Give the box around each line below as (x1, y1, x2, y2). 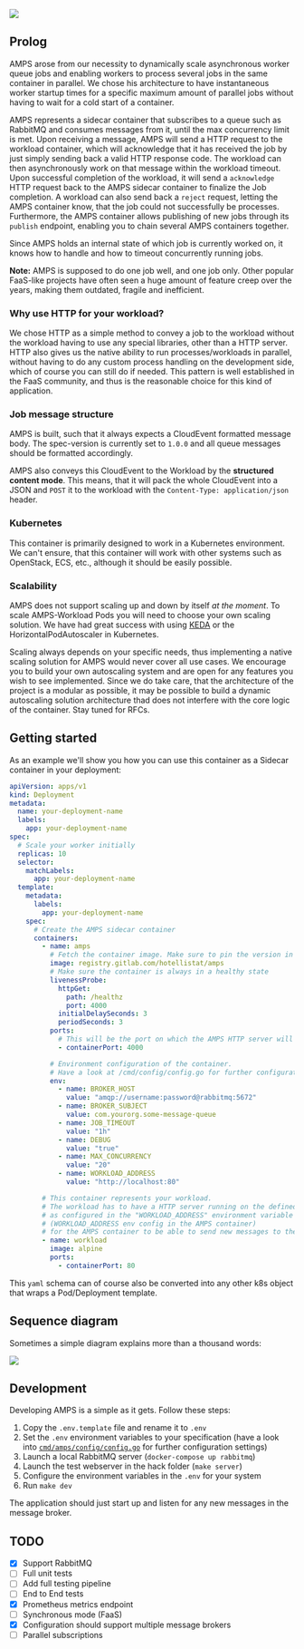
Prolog (9, 34, 48, 50)
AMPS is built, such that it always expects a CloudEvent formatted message (9, 429, 291, 440)
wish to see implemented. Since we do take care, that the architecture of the (9, 675, 294, 686)
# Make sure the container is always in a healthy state (49, 967, 270, 976)
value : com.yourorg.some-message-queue (66, 1111, 217, 1120)
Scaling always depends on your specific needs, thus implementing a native (9, 646, 292, 657)
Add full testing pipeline (22, 1578, 111, 1589)
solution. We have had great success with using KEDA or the (9, 619, 235, 630)
